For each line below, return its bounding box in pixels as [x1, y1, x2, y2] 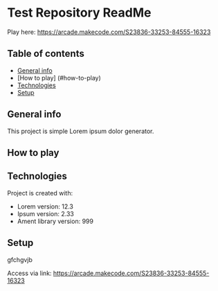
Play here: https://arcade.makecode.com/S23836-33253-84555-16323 [7, 28, 211, 36]
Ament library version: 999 [17, 217, 93, 225]
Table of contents [7, 48, 84, 60]
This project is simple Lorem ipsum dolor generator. [7, 127, 154, 135]
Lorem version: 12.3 [17, 202, 74, 211]
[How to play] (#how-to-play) [17, 73, 102, 82]
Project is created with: [7, 188, 73, 197]
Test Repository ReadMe [7, 5, 152, 21]
